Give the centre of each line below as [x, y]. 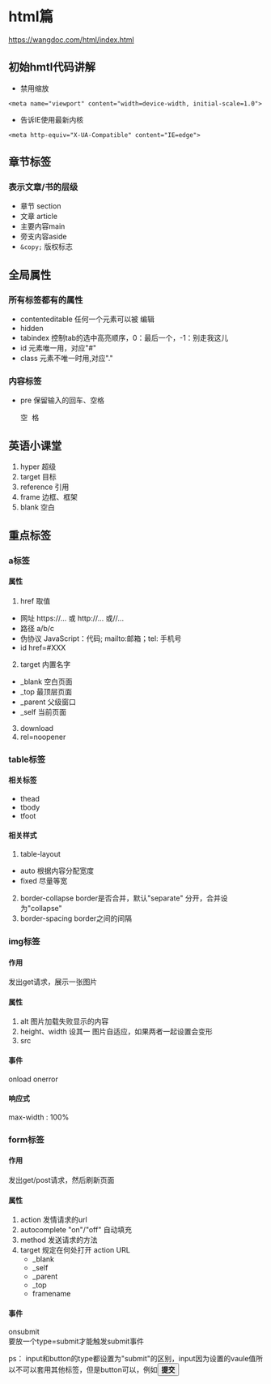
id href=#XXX [43, 647]
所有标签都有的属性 [46, 299]
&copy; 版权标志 [46, 247]
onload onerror [33, 1079]
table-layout [40, 854]
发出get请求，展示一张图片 [53, 982]
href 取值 [35, 600]
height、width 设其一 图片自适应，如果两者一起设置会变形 [116, 1032]
